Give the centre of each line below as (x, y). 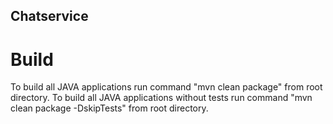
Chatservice (49, 16)
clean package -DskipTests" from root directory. (109, 108)
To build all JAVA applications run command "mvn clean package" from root (166, 87)
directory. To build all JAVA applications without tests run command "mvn (161, 98)
